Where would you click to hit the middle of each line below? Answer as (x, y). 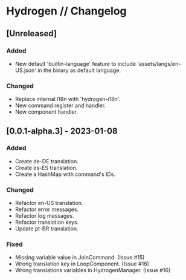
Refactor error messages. (47, 209)
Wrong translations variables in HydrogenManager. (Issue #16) (93, 270)
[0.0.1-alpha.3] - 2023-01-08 (62, 131)
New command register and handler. (60, 106)
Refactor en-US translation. (49, 203)
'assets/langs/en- (159, 63)
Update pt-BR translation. (46, 229)
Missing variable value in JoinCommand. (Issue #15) (80, 258)
